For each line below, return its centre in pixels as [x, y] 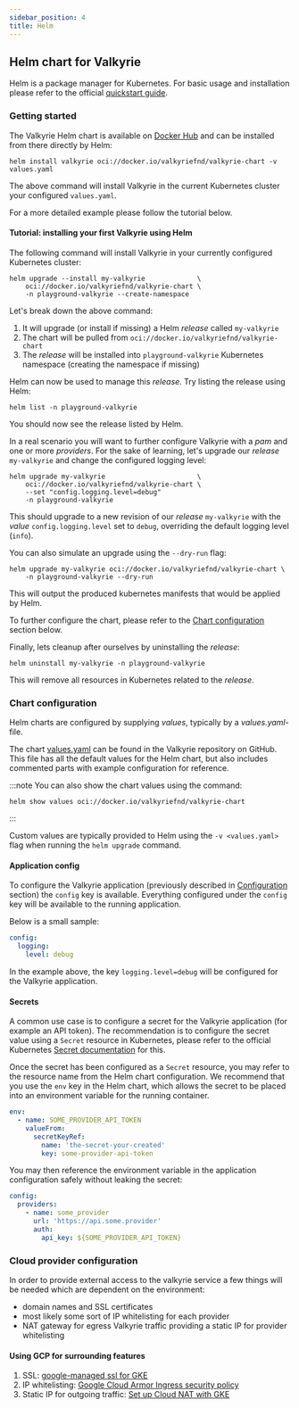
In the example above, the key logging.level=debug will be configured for [144, 971]
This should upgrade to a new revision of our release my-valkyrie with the [145, 516]
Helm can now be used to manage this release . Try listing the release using [147, 381]
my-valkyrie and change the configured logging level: [108, 460]
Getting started [43, 116]
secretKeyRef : [59, 1137]
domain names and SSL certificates [87, 1306]
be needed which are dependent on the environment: [107, 1289]
